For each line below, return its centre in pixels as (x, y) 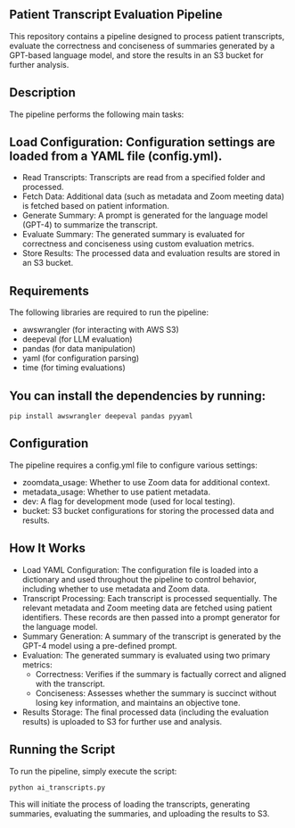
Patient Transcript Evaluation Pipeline (116, 15)
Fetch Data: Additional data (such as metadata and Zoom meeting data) (153, 196)
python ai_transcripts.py (57, 787)
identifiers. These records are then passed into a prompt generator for (151, 617)
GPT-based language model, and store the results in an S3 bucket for (136, 55)
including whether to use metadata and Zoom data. (116, 589)
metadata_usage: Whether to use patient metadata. (116, 492)
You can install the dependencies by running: (137, 396)
